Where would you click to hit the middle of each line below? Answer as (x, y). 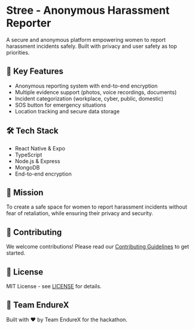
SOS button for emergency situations (60, 105)
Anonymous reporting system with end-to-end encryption (86, 86)
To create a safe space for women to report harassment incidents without (97, 207)
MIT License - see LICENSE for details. (54, 286)
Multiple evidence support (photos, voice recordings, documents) (96, 92)
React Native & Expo (40, 148)
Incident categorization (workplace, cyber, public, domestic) (89, 98)
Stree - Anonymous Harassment (88, 10)
